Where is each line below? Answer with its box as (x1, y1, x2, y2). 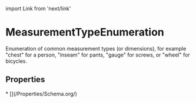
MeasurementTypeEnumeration (5, 26, 164, 39)
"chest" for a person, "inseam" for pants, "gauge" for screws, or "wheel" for (5, 51, 190, 58)
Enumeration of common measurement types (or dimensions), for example (5, 45, 187, 52)
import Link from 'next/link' (5, 5, 71, 12)
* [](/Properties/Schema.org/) (5, 90, 78, 97)
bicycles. (5, 57, 28, 64)
